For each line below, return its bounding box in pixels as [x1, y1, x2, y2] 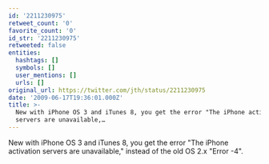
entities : [8, 49, 42, 57]
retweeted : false [8, 42, 66, 50]
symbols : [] [15, 64, 56, 72]
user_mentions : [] [15, 71, 78, 79]
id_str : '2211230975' [8, 34, 81, 42]
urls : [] [15, 78, 45, 86]
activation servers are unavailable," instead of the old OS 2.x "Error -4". [8, 146, 244, 156]
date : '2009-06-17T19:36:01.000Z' [8, 94, 124, 102]
